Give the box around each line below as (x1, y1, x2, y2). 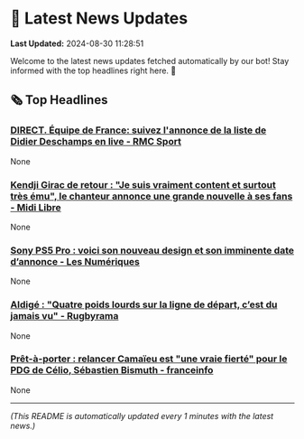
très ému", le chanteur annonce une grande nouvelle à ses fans (10, 190, 293, 202)
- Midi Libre (10, 201, 61, 213)
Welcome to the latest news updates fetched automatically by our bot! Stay (10, 55, 290, 66)
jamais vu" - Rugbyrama (10, 310, 119, 322)
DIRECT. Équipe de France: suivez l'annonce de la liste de (10, 124, 267, 136)
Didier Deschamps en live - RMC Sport (10, 135, 181, 148)
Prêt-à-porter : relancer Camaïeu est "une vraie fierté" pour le (10, 352, 288, 365)
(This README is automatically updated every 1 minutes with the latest (10, 410, 274, 421)
